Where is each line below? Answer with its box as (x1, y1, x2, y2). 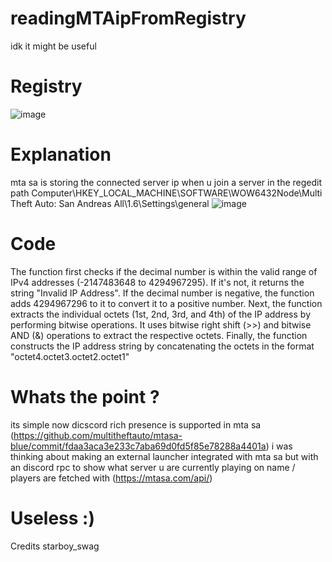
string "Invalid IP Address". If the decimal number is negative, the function (10, 287, 315, 299)
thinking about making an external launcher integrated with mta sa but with (10, 450, 319, 462)
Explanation (10, 143, 112, 166)
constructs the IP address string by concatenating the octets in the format (10, 340, 315, 352)
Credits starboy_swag (10, 540, 100, 552)
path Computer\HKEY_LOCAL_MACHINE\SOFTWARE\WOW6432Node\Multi (10, 187, 323, 199)
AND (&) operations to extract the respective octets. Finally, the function (10, 329, 308, 341)
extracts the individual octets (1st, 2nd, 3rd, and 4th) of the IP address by (10, 308, 312, 320)
